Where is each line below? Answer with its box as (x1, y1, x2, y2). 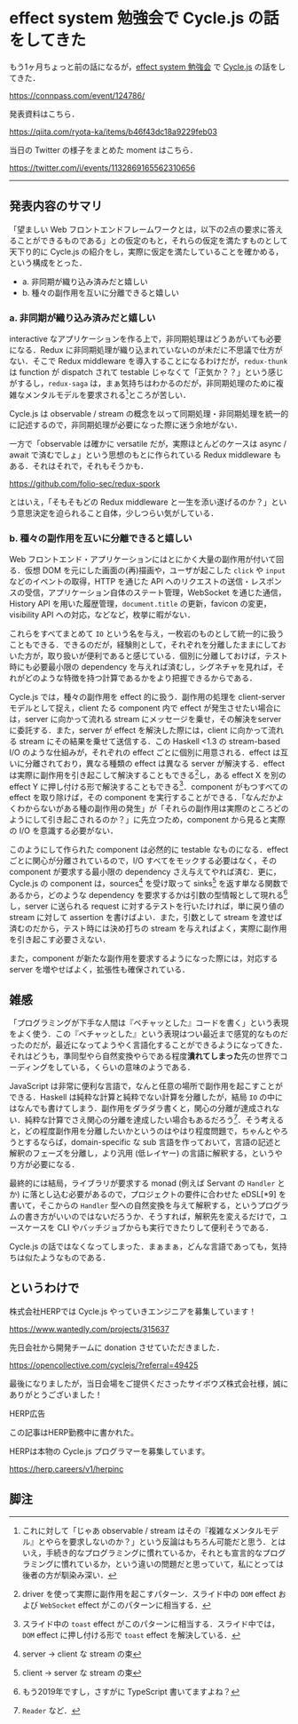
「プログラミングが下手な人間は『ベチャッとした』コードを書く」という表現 (9, 1018, 289, 1029)
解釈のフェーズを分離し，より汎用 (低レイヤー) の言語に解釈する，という (9, 1148, 275, 1159)
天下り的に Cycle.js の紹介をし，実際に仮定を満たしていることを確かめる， (9, 246, 284, 257)
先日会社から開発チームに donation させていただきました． (9, 1342, 224, 1353)
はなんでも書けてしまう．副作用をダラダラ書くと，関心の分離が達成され (9, 1103, 272, 1114)
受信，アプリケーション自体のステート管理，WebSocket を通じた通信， (24, 587, 286, 598)
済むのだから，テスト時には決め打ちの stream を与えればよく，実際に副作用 (9, 923, 287, 934)
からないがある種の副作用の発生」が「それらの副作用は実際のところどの (24, 803, 289, 814)
